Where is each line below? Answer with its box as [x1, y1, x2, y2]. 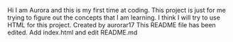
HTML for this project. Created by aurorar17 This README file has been [7, 21, 217, 29]
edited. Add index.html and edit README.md [7, 28, 138, 36]
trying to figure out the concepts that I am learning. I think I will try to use [7, 13, 220, 22]
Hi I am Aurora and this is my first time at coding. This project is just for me [7, 6, 226, 14]
